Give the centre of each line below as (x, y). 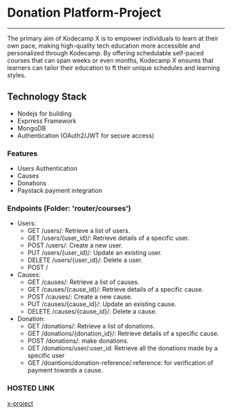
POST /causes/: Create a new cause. (80, 297)
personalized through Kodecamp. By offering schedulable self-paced (106, 53)
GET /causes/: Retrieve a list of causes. (83, 282)
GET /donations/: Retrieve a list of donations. (91, 326)
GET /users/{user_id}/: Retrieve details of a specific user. (108, 238)
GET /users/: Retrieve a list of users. (79, 231)
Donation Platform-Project (84, 13)
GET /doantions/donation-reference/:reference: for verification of (120, 363)
